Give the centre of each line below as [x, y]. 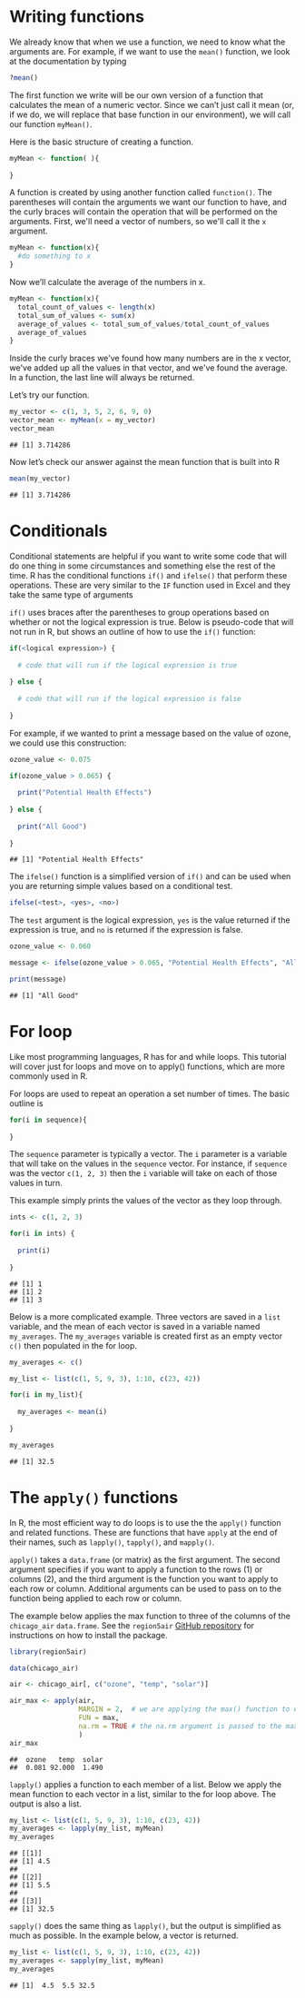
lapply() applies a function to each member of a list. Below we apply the [146, 1784]
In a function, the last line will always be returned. [102, 378]
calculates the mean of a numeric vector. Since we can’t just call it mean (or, [152, 104]
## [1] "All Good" [44, 995]
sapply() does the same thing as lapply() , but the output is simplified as [145, 1926]
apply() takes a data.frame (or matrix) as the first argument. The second [145, 1559]
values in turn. [36, 1183]
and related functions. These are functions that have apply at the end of [144, 1532]
